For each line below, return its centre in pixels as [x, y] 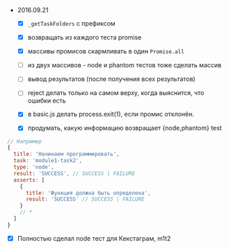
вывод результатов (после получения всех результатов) [112, 79]
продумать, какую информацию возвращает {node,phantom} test [125, 128]
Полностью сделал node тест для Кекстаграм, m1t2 [94, 238]
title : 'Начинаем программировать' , [66, 154]
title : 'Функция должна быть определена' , [88, 193]
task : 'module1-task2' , [48, 161]
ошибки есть [47, 101]
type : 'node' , [34, 167]
